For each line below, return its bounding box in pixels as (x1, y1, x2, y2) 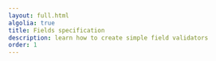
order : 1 (8, 41, 37, 49)
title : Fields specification (8, 26, 105, 34)
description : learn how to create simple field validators (8, 33, 209, 42)
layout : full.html (8, 11, 69, 20)
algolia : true (8, 19, 56, 27)
